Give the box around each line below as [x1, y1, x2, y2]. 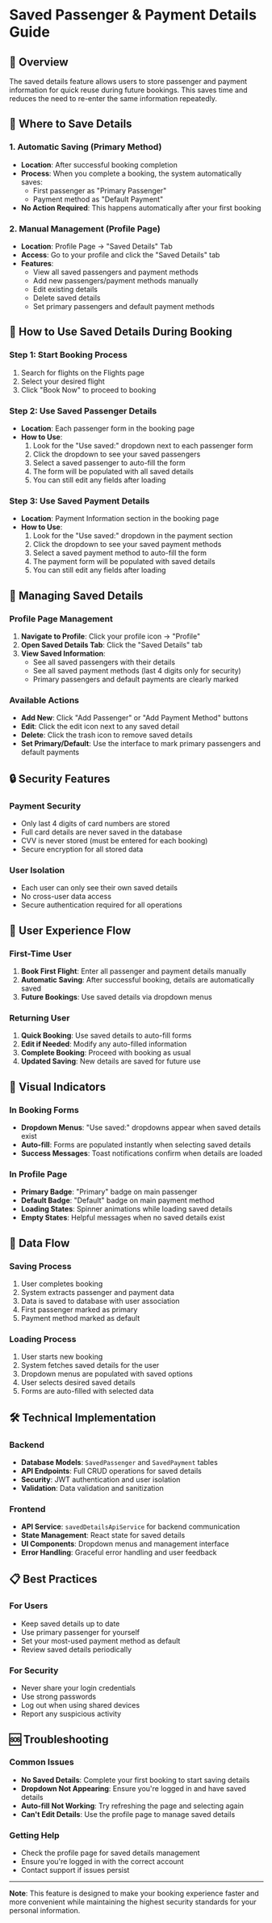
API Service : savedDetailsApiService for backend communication [20, 1522, 241, 1531]
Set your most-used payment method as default [20, 1636, 181, 1645]
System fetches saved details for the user [20, 1361, 160, 1370]
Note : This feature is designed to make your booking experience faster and [9, 1888, 259, 1899]
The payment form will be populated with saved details [32, 557, 216, 567]
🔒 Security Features [9, 771, 111, 786]
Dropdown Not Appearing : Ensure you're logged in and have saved [20, 1783, 247, 1794]
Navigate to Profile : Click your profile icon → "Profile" [20, 631, 201, 641]
